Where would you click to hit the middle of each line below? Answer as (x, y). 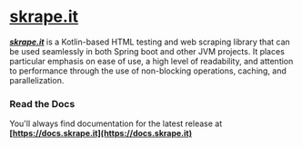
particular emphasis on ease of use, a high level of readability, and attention (151, 61)
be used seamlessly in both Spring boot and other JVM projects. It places (147, 51)
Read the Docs (42, 103)
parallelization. (37, 80)
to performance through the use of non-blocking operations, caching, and (148, 71)
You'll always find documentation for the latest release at (116, 123)
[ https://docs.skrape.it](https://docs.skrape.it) (101, 133)
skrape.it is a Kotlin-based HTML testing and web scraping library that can (150, 42)
